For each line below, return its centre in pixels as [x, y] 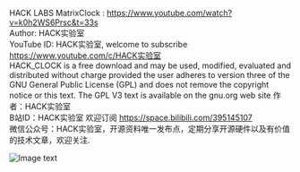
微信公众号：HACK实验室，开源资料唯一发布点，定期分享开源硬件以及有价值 [150, 129]
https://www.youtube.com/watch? [169, 13]
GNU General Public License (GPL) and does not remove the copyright [139, 85]
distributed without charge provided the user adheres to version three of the [150, 75]
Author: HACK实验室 [47, 33]
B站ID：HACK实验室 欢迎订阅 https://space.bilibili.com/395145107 [131, 117]
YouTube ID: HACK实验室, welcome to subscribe [99, 44]
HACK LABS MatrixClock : [57, 13]
